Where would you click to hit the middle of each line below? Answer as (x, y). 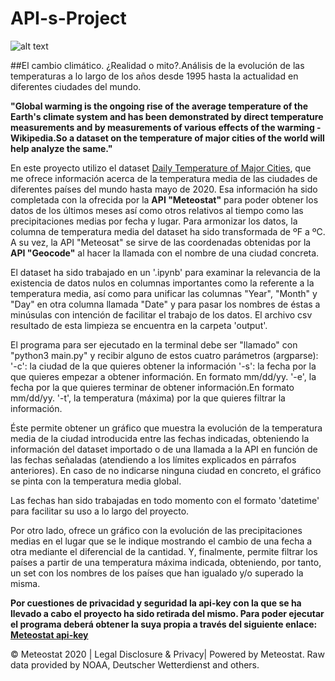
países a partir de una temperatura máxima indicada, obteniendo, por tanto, (166, 562)
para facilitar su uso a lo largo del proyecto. (100, 511)
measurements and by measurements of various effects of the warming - (166, 127)
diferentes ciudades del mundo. (76, 86)
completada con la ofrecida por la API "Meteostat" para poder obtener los (164, 199)
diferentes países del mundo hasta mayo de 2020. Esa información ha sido (164, 189)
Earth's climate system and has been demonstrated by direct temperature (167, 116)
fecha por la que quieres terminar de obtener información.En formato (152, 387)
